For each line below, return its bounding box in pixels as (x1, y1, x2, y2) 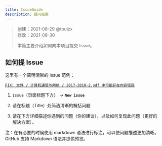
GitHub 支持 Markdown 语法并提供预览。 (5, 136, 88, 142)
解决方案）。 (12, 119, 37, 125)
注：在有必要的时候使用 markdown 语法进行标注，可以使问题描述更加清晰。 (5, 130, 159, 136)
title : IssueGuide (5, 7, 43, 12)
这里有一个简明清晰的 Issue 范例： (5, 72, 75, 78)
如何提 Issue (5, 58, 43, 66)
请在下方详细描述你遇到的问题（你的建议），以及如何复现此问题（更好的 (12, 113, 158, 119)
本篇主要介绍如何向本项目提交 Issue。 (17, 42, 95, 48)
